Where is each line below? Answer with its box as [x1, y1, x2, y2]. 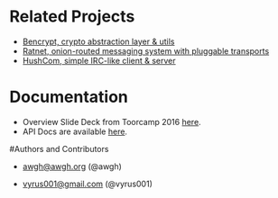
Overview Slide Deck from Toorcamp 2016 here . [22, 116, 201, 127]
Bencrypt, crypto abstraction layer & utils [22, 36, 175, 47]
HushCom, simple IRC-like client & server [22, 55, 176, 66]
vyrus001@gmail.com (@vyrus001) [22, 178, 153, 189]
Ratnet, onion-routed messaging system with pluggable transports [22, 45, 270, 56]
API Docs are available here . [22, 126, 128, 137]
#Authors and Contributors [9, 143, 109, 154]
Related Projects [9, 6, 135, 27]
